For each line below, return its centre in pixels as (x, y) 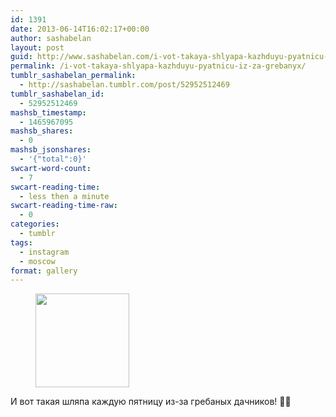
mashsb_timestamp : (48, 112)
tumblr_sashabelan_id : (57, 94)
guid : (21, 57)
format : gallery (44, 271)
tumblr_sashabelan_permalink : (73, 76)
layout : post (37, 47)
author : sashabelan (51, 38)
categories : (35, 224)
